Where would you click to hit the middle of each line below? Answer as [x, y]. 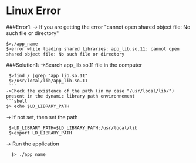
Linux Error [34, 11]
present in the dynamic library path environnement [70, 96]
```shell [17, 101]
